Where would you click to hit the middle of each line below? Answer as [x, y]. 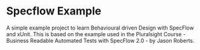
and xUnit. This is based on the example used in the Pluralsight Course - [96, 34]
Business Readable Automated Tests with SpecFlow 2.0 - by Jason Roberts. [100, 40]
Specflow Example [54, 11]
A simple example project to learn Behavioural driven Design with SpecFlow [100, 28]
